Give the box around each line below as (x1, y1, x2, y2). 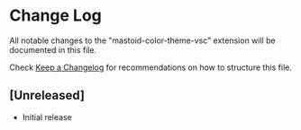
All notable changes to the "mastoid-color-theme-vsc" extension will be (9, 35, 277, 46)
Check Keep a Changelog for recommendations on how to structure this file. (9, 62, 293, 73)
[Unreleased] (9, 88, 86, 103)
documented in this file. (9, 44, 97, 55)
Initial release (22, 111, 72, 122)
